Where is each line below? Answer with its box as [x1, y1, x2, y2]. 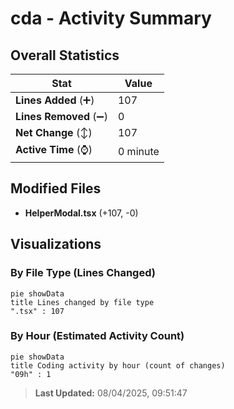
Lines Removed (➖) [15, 110, 108, 123]
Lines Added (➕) [15, 93, 95, 107]
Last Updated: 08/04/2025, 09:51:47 [34, 387, 188, 399]
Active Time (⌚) [15, 143, 93, 156]
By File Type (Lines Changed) [10, 266, 156, 280]
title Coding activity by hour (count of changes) [10, 360, 226, 371]
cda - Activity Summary [10, 7, 212, 30]
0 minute [117, 144, 160, 158]
